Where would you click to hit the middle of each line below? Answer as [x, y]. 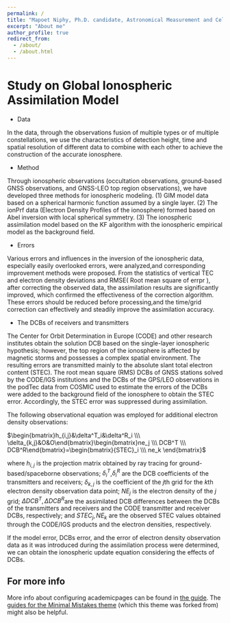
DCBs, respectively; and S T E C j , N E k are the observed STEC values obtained [114, 516]
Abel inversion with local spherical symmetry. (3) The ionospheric [100, 217]
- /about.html [33, 52]
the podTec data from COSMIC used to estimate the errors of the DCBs [107, 387]
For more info [36, 581]
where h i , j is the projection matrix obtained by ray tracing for [92, 464]
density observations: [38, 422]
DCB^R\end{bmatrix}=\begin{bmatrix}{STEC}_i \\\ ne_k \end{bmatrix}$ [107, 450]
